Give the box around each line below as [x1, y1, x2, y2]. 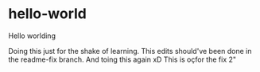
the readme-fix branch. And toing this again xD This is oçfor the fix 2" [8, 55, 237, 64]
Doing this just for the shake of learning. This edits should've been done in [8, 46, 252, 55]
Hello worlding [8, 31, 56, 40]
